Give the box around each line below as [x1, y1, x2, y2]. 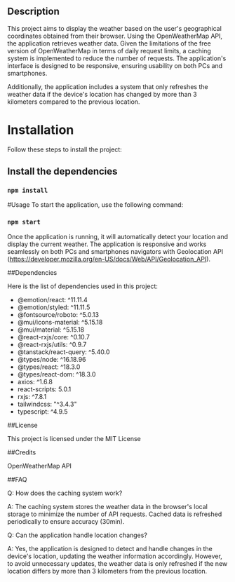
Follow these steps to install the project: [7, 145, 123, 154]
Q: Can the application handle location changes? [7, 531, 147, 539]
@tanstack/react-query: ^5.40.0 [17, 347, 110, 356]
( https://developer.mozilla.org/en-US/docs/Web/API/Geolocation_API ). [7, 255, 211, 263]
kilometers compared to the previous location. [7, 97, 140, 106]
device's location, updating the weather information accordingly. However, [7, 552, 222, 560]
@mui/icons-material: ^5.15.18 [17, 318, 103, 326]
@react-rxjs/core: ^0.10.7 [17, 332, 90, 341]
